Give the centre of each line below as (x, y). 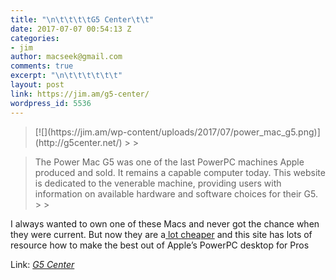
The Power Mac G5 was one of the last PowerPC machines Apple (169, 162)
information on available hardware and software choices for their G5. (176, 193)
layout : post (37, 85)
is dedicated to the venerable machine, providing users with (158, 183)
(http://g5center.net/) (78, 142)
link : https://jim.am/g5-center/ (80, 94)
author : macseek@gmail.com (66, 57)
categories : (35, 38)
